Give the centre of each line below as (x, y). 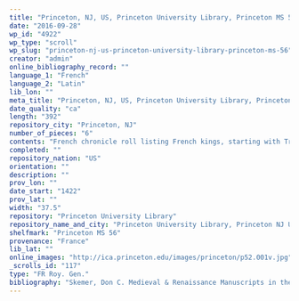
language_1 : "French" (49, 76)
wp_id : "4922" (36, 34)
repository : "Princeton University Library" (93, 216)
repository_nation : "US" (55, 158)
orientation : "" (39, 167)
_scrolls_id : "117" (45, 266)
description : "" (39, 175)
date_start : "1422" (45, 191)
